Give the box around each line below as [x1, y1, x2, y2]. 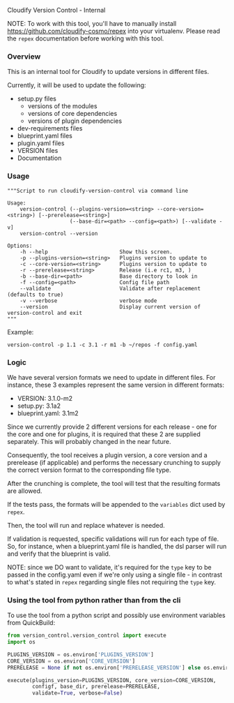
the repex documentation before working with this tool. [7, 34, 164, 43]
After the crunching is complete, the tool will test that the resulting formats [7, 479, 221, 487]
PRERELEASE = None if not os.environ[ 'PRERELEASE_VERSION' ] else [7, 664, 201, 671]
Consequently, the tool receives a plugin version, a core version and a [7, 450, 208, 459]
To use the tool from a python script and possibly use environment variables [7, 611, 226, 620]
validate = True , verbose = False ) [32, 690, 123, 697]
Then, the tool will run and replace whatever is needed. [7, 521, 165, 529]
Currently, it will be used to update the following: [7, 81, 146, 89]
